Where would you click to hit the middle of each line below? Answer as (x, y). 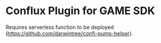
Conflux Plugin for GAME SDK (80, 11)
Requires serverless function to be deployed (60, 27)
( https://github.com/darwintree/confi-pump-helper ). (69, 33)
